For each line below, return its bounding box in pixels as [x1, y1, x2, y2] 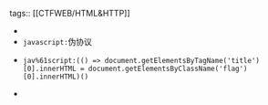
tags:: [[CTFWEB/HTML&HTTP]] [9, 8, 130, 18]
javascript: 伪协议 [22, 37, 93, 47]
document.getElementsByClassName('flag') [88, 64, 248, 73]
